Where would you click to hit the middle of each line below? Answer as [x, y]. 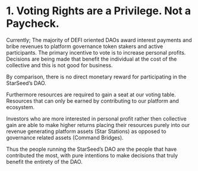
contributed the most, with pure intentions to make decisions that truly [92, 155]
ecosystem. [21, 107]
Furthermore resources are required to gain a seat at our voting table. [91, 94]
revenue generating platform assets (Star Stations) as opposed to [86, 131]
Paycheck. [33, 23]
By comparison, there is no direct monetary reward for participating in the [96, 77]
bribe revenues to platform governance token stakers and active [85, 46]
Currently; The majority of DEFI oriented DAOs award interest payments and [99, 40]
